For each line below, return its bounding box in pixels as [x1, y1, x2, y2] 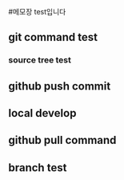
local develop [8, 106, 77, 120]
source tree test [8, 54, 72, 66]
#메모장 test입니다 [8, 7, 66, 16]
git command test [8, 30, 98, 44]
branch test [8, 161, 67, 174]
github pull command [8, 134, 117, 147]
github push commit [8, 79, 111, 93]
